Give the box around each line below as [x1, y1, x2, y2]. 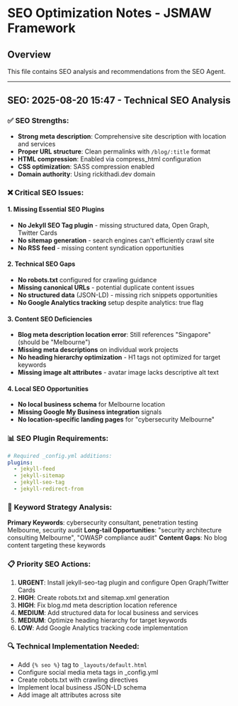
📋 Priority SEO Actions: [7, 560, 91, 569]
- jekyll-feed [13, 466, 55, 473]
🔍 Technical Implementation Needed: [7, 641, 140, 651]
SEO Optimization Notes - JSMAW [7, 5, 212, 21]
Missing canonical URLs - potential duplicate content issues [17, 283, 195, 292]
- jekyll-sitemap [13, 472, 65, 479]
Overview [7, 48, 52, 60]
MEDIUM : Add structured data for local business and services [17, 608, 199, 616]
